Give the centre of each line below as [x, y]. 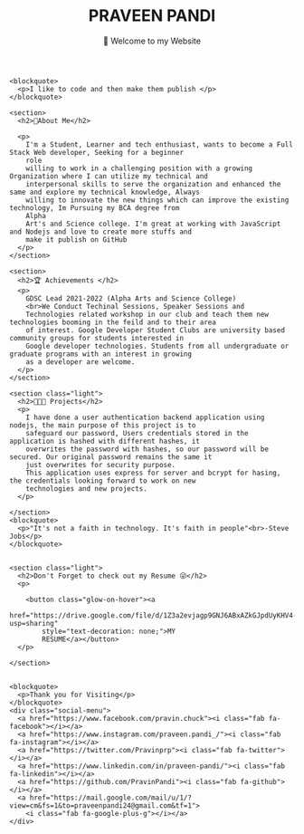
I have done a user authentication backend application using [145, 417]
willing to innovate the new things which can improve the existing [157, 200]
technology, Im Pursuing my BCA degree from [95, 208]
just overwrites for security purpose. [101, 465]
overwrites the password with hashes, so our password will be [147, 449]
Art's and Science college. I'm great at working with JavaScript [153, 224]
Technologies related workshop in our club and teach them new [147, 314]
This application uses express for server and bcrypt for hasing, [153, 473]
